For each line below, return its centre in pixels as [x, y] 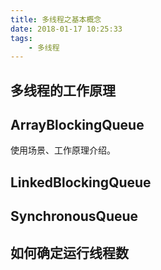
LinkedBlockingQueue [81, 182]
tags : [21, 38]
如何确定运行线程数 [69, 252]
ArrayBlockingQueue [77, 125]
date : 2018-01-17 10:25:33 [66, 29]
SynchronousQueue [74, 216]
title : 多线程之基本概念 [56, 19]
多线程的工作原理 [63, 90]
